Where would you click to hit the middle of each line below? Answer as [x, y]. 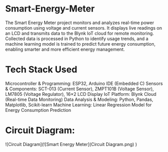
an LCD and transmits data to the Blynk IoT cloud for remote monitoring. [80, 33]
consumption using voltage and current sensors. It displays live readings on [84, 28]
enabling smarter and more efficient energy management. [65, 49]
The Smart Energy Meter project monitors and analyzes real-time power [80, 23]
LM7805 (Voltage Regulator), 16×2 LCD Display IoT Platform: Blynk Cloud [81, 94]
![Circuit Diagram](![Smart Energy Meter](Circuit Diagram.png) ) [71, 144]
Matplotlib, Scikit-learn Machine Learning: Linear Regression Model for [78, 105]
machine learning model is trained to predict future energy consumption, [80, 44]
